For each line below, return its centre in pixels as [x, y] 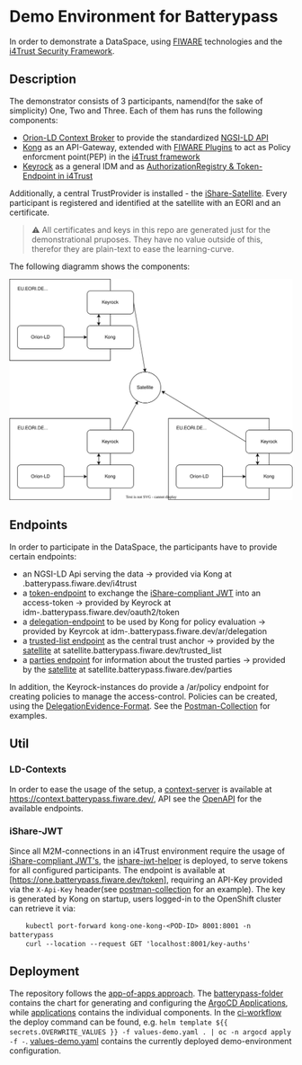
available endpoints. [46, 808]
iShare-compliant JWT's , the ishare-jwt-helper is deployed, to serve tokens [149, 860]
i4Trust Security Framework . [62, 50]
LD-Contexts [38, 769]
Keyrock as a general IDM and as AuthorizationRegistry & [128, 166]
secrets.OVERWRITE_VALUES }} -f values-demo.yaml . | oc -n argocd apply [151, 1032]
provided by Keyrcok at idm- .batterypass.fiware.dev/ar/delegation [145, 631]
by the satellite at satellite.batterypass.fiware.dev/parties [127, 669]
